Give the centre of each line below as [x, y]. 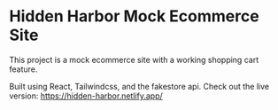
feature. [23, 69]
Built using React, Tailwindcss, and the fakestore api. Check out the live [139, 86]
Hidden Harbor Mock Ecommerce [134, 16]
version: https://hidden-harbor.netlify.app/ [86, 96]
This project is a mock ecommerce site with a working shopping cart [134, 59]
